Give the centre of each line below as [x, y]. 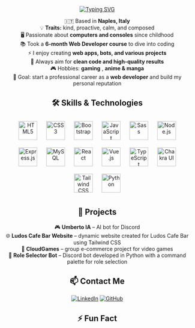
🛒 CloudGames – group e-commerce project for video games [97, 249]
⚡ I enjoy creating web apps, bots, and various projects [97, 53]
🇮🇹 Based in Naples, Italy [97, 21]
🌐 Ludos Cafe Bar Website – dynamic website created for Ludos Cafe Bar [97, 235]
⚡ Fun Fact [97, 318]
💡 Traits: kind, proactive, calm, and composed [97, 28]
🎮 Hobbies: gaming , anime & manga [97, 68]
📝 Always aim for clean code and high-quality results [97, 61]
